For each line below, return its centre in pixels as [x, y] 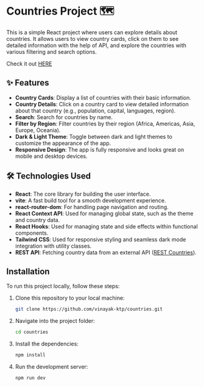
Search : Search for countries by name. [64, 117]
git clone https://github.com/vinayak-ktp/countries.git [89, 309]
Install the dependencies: [47, 344]
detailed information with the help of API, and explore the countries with [97, 45]
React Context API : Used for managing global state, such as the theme [104, 213]
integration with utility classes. [53, 246]
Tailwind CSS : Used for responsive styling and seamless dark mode [100, 239]
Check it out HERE [29, 64]
